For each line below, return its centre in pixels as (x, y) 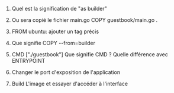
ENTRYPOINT (28, 61)
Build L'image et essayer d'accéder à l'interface (70, 84)
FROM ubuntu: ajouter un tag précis (55, 31)
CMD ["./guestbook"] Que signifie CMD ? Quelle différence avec (90, 54)
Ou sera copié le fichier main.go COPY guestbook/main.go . (85, 20)
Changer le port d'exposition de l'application (66, 72)
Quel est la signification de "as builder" (59, 9)
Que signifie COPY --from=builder (54, 43)
